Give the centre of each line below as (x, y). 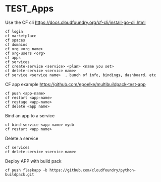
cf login (14, 31)
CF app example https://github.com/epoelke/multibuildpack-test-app (76, 84)
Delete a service (22, 138)
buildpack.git (20, 175)
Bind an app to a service (30, 115)
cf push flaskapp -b (27, 170)
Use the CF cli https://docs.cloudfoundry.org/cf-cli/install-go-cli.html (76, 22)
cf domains (16, 45)
